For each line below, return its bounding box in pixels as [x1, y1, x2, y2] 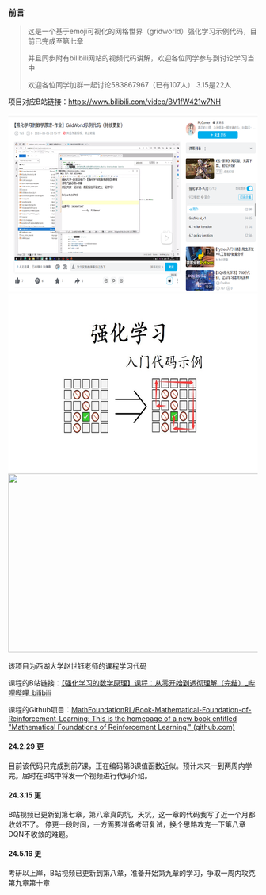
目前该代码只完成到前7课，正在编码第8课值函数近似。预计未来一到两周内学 [8, 761, 253, 770]
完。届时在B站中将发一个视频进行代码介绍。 [8, 770, 152, 780]
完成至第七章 [41, 37, 84, 46]
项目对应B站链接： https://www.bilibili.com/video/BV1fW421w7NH [8, 97, 222, 106]
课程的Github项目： [8, 705, 72, 715]
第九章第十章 [8, 878, 50, 887]
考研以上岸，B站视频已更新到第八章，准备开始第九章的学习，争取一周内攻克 [8, 868, 256, 878]
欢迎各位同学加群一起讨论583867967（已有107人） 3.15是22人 [27, 80, 232, 90]
